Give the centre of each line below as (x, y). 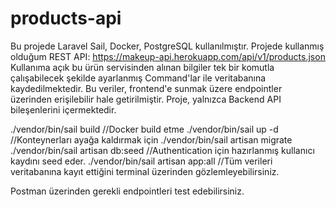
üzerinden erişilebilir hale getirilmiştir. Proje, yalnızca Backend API (146, 99)
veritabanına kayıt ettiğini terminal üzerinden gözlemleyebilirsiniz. (145, 171)
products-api (66, 18)
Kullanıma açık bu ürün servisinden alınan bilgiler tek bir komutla (142, 67)
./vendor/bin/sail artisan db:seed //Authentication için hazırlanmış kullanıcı (162, 150)
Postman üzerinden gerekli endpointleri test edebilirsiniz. (127, 191)
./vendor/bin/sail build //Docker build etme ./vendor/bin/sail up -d (144, 129)
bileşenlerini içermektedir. (63, 109)
